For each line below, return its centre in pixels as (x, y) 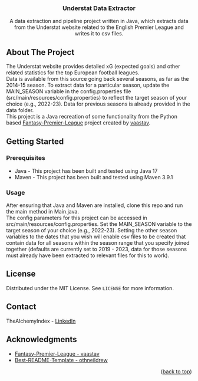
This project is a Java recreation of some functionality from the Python (92, 117)
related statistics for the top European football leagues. (73, 73)
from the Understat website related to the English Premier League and (99, 27)
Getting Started (35, 141)
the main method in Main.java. (43, 212)
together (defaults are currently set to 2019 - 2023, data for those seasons (97, 249)
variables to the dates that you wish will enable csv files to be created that (96, 237)
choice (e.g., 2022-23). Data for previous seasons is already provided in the (98, 104)
